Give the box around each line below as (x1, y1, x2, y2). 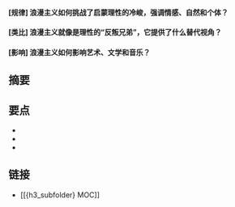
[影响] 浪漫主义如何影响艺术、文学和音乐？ (8, 47, 151, 57)
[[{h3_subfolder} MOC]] (19, 190, 100, 200)
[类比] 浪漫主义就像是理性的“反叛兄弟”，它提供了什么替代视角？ (8, 27, 222, 37)
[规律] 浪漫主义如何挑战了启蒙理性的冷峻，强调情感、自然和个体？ (8, 7, 229, 17)
